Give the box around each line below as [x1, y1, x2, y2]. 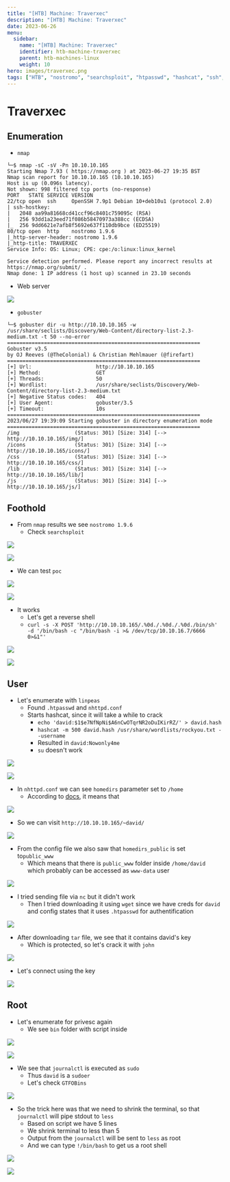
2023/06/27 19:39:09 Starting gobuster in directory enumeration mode [7, 418, 213, 425]
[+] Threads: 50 [7, 375, 103, 383]
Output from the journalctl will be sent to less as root [27, 1133, 181, 1142]
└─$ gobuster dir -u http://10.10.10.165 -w [7, 322, 136, 329]
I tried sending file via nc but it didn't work [16, 893, 136, 901]
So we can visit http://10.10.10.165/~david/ [16, 818, 145, 827]
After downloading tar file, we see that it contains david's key [16, 934, 192, 941]
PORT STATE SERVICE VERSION [7, 192, 94, 199]
